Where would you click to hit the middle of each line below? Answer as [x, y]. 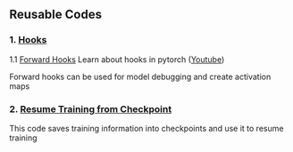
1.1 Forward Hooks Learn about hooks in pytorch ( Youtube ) [117, 59]
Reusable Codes [56, 15]
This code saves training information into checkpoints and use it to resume [146, 128]
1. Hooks [28, 40]
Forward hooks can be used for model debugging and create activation [140, 76]
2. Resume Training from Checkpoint [91, 108]
